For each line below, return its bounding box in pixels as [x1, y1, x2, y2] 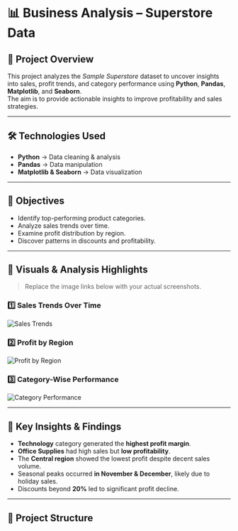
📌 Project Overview [7, 53, 94, 65]
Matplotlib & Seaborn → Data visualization [17, 168, 143, 176]
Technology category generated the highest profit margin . [17, 439, 191, 448]
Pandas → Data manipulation [17, 160, 103, 168]
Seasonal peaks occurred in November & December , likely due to [17, 469, 210, 478]
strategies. [7, 102, 39, 110]
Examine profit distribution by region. [17, 229, 126, 237]
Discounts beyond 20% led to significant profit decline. [17, 485, 179, 493]
